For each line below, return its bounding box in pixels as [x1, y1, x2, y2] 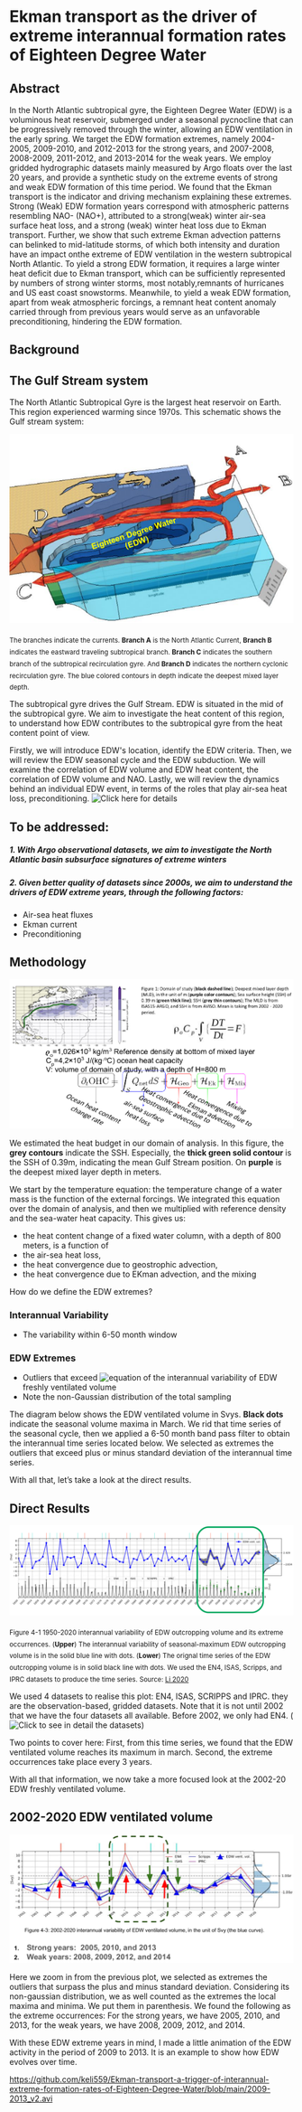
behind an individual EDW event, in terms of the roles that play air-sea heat [9, 784, 288, 795]
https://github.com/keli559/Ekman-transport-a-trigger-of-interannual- [9, 2074, 270, 2085]
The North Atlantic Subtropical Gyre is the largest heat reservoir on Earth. [9, 397, 282, 408]
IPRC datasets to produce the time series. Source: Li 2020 [9, 1674, 189, 1683]
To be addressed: [9, 819, 110, 834]
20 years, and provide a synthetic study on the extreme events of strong [9, 172, 278, 183]
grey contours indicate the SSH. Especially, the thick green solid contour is [9, 1146, 292, 1158]
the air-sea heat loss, [22, 1249, 102, 1260]
